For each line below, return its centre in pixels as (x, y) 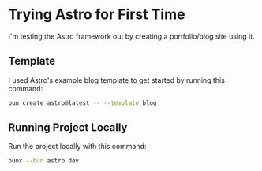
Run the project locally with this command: (77, 147)
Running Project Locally (68, 128)
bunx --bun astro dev (44, 161)
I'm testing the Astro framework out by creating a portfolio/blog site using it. (131, 36)
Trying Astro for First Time (97, 15)
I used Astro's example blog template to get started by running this (116, 80)
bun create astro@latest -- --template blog (82, 103)
